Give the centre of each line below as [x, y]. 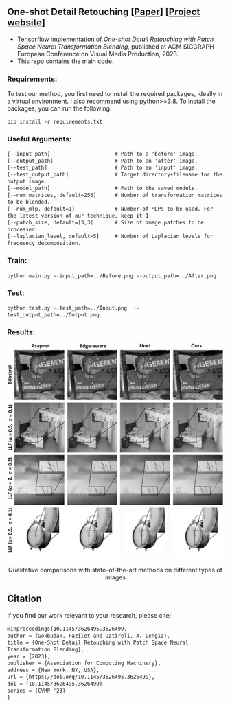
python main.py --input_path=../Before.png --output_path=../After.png [112, 276]
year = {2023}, [29, 656]
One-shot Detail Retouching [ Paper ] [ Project [104, 12]
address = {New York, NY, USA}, [53, 670]
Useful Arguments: [39, 139]
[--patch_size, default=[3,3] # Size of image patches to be [106, 223]
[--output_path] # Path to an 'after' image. [102, 161]
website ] [26, 23]
